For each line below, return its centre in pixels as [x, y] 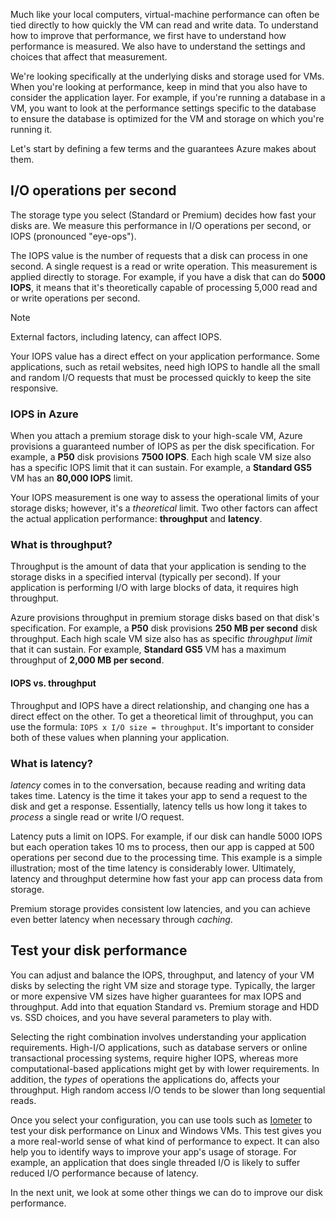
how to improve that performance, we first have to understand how [148, 35]
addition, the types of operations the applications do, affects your [145, 1079]
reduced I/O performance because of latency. [104, 1173]
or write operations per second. [75, 298]
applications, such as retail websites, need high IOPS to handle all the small [165, 366]
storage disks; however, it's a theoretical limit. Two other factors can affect [164, 508]
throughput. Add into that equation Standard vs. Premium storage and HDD [165, 1006]
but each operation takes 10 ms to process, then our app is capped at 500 [162, 846]
